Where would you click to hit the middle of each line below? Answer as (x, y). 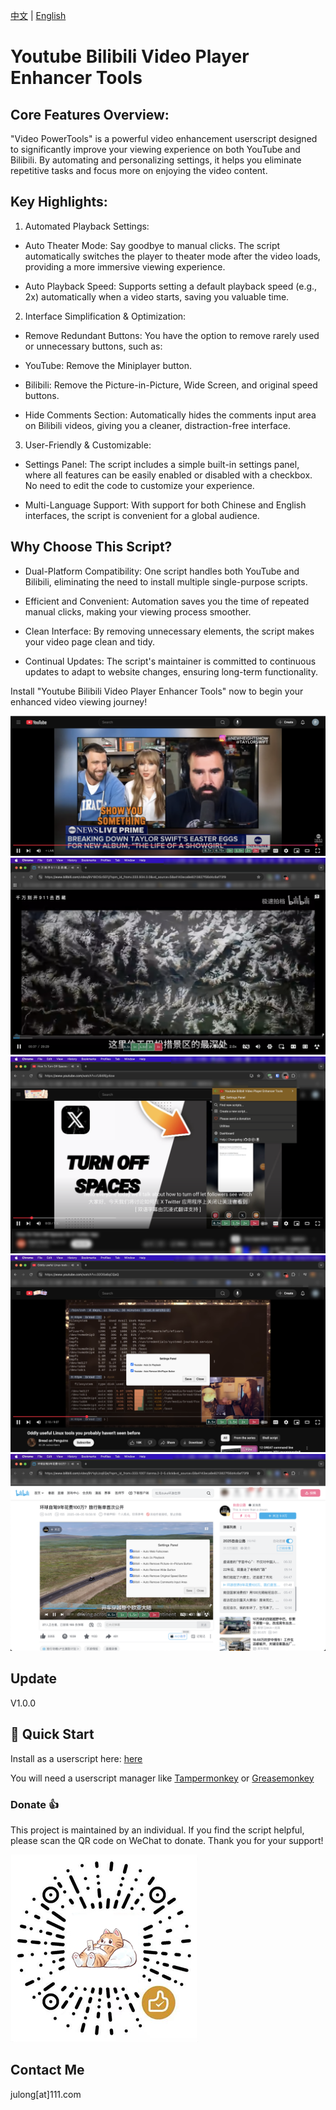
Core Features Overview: (90, 114)
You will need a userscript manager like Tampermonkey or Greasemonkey (162, 1778)
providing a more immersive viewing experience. (125, 266)
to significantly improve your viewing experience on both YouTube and (155, 149)
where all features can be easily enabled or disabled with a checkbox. (168, 475)
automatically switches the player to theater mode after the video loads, (172, 256)
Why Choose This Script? (91, 547)
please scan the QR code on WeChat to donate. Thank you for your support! (167, 1840)
